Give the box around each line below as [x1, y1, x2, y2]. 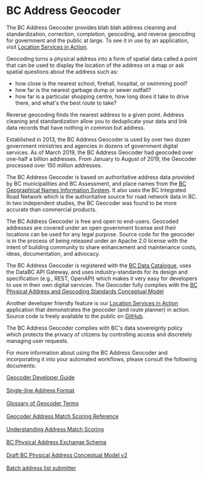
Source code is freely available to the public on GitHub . [6, 312, 144, 320]
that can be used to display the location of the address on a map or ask [6, 62, 185, 69]
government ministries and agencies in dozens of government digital [6, 142, 178, 149]
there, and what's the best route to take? [15, 99, 117, 107]
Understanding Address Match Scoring [6, 425, 104, 433]
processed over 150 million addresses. [6, 161, 103, 169]
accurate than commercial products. [6, 205, 97, 213]
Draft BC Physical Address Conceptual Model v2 [6, 451, 127, 459]
